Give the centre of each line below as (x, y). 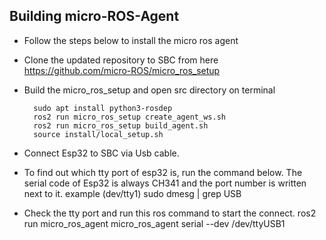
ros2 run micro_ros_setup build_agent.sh (121, 125)
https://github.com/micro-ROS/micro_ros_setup (122, 70)
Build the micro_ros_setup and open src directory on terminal (149, 90)
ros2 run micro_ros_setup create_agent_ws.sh (129, 117)
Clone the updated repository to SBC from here (121, 60)
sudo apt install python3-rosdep (103, 108)
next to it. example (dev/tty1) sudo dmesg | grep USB (132, 193)
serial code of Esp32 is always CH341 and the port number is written (165, 183)
